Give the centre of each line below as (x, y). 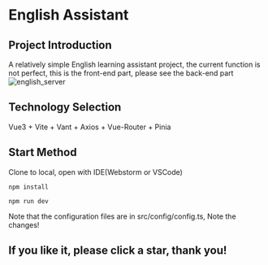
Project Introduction (60, 45)
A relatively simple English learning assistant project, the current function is (134, 64)
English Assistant (69, 15)
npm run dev (28, 201)
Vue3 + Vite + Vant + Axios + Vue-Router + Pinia (90, 127)
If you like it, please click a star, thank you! (118, 251)
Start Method (43, 152)
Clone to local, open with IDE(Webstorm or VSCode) (95, 172)
